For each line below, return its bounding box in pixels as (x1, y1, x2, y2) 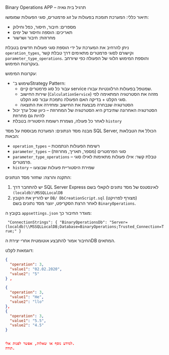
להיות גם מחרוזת (12, 112, 45, 119)
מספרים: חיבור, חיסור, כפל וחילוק (12, 24, 76, 30)
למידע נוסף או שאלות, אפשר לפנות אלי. (5, 341, 75, 346)
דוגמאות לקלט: (5, 248, 34, 253)
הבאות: (5, 133, 19, 139)
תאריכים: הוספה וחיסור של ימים (12, 29, 73, 35)
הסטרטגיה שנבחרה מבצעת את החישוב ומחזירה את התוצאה (20, 102, 134, 108)
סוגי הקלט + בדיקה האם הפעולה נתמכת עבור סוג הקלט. (20, 96, 127, 102)
